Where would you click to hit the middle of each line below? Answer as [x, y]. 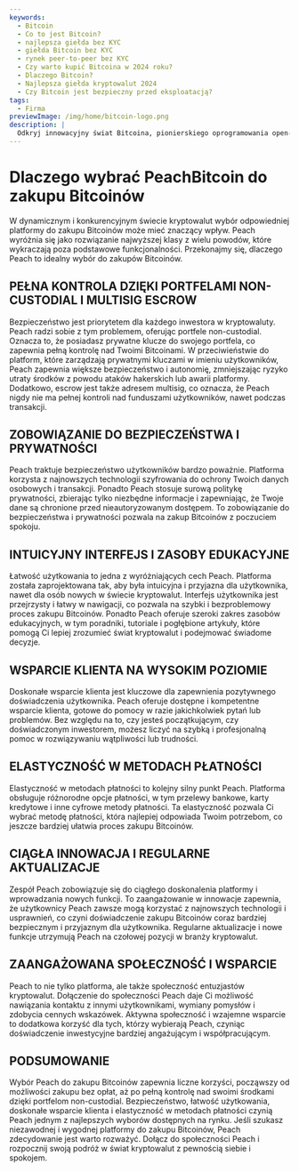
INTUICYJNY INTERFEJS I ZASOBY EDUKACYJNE [149, 554]
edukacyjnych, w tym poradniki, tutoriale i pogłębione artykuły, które [135, 623]
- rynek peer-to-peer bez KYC [73, 59]
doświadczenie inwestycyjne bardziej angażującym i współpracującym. [140, 1033]
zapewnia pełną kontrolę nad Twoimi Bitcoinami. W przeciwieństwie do [139, 350]
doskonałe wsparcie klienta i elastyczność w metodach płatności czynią [141, 1111]
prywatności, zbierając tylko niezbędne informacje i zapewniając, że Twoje [146, 498]
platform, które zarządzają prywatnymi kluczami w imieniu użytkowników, [144, 359]
